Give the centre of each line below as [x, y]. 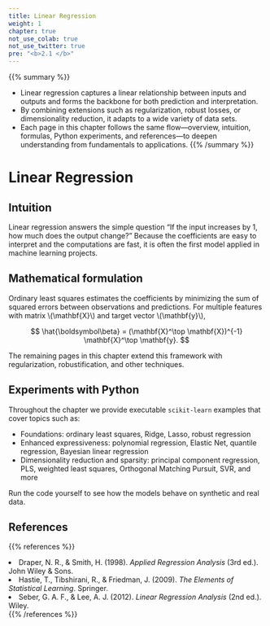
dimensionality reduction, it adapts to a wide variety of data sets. [128, 118]
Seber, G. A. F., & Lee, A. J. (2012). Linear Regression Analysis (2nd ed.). [140, 597]
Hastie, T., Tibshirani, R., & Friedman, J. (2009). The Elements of [126, 580]
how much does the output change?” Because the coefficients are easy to [133, 236]
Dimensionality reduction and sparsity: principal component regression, [140, 460]
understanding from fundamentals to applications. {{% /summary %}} [137, 144]
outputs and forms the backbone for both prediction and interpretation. [139, 101]
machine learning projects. [53, 253]
